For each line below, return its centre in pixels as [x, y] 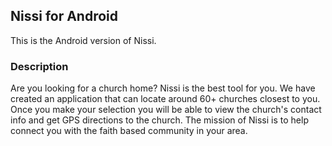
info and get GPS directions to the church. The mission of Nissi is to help [159, 120]
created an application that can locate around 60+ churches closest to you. [165, 99]
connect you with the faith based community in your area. [129, 131]
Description [39, 66]
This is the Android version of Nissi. [83, 40]
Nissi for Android [64, 16]
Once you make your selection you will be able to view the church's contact [166, 110]
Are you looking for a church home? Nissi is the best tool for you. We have [163, 88]
